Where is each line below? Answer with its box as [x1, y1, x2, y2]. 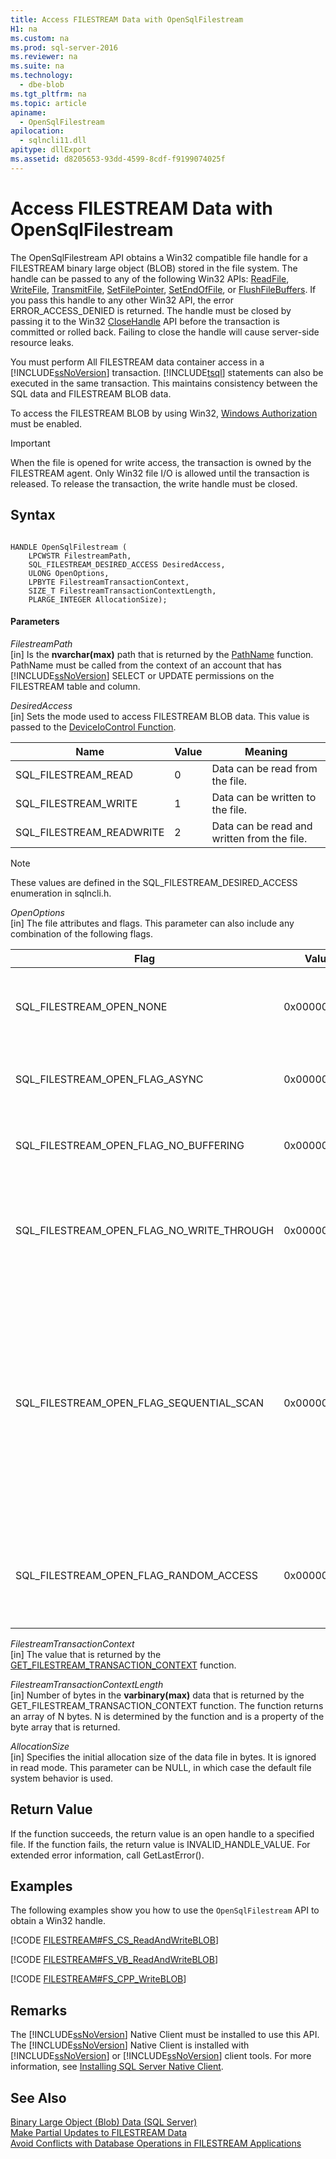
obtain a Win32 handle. [10, 1915, 107, 1927]
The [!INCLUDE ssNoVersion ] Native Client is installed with [10, 2039, 250, 2051]
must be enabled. [10, 417, 83, 430]
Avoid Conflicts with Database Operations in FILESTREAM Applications [10, 2137, 302, 2149]
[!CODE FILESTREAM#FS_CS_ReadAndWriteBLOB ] [10, 1934, 219, 1946]
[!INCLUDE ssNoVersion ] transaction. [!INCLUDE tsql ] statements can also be [10, 366, 324, 378]
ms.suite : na [10, 61, 65, 71]
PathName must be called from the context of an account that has [10, 659, 282, 671]
